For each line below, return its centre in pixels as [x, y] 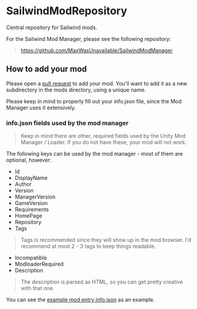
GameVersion [31, 203]
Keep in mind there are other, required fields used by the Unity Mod [103, 136]
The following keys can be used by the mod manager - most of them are [94, 154]
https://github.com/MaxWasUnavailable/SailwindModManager [97, 50]
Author [23, 184]
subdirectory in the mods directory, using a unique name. [76, 90]
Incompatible [31, 258]
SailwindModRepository [67, 11]
